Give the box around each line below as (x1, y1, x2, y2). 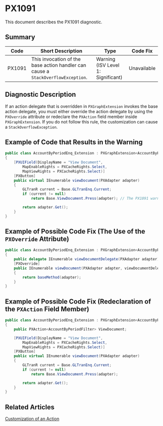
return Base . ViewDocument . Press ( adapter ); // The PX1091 (31, 196, 149, 201)
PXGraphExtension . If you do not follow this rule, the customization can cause (5, 119, 158, 124)
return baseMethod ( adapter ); (22, 275, 81, 280)
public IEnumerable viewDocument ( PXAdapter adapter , (14, 266, 123, 271)
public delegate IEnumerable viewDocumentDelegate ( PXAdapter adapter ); (14, 257, 162, 262)
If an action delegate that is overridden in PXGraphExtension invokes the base (5, 103, 158, 109)
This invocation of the (31, 55, 81, 62)
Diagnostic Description (5, 90, 76, 99)
